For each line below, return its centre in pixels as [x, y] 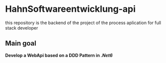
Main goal [21, 44]
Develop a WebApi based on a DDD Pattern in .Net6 [59, 55]
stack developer [22, 28]
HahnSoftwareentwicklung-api [70, 9]
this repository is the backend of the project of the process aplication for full [83, 23]
